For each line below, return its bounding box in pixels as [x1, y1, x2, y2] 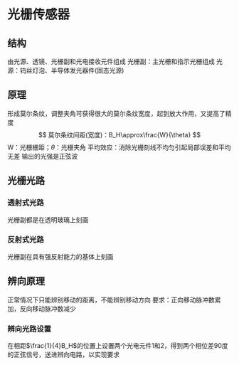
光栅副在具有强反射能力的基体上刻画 [7, 252, 114, 260]
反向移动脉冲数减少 [19, 304, 76, 313]
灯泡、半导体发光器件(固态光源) [31, 66, 124, 75]
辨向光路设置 [7, 324, 52, 334]
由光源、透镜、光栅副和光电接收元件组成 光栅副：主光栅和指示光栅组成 [7, 58, 215, 65]
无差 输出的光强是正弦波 [7, 152, 78, 160]
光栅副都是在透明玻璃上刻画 [7, 215, 89, 224]
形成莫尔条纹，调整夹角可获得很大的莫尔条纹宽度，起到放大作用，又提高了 [7, 109, 225, 117]
